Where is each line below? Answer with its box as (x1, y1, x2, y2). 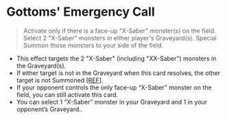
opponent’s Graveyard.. (16, 105, 83, 113)
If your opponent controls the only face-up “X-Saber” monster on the (16, 83, 212, 91)
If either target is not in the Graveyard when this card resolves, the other (16, 69, 221, 77)
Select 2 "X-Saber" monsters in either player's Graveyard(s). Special (23, 33, 217, 42)
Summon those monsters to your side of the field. (23, 41, 164, 49)
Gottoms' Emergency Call (6, 4, 155, 20)
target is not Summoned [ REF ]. (16, 76, 104, 84)
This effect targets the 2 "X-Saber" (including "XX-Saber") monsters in (16, 54, 217, 62)
